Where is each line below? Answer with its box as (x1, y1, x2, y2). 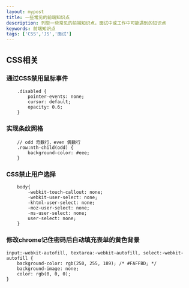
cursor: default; (28, 98, 71, 105)
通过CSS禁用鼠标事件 (6, 74, 68, 83)
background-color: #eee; (28, 150, 90, 156)
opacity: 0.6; (28, 104, 63, 110)
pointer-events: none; (28, 94, 85, 100)
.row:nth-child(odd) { (17, 145, 74, 151)
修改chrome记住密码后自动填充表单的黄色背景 (6, 236, 140, 244)
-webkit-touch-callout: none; (28, 190, 103, 196)
